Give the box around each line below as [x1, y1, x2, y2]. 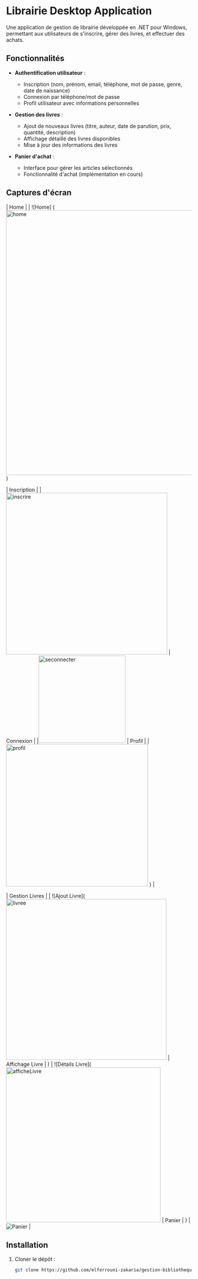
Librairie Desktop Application [6, 4, 152, 18]
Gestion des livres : [14, 111, 63, 118]
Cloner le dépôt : [14, 1256, 56, 1263]
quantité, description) [23, 128, 76, 136]
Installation [6, 1240, 48, 1250]
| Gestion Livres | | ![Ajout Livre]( [6, 892, 85, 899]
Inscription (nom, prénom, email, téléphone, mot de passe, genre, [23, 80, 183, 88]
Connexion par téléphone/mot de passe [23, 93, 120, 100]
